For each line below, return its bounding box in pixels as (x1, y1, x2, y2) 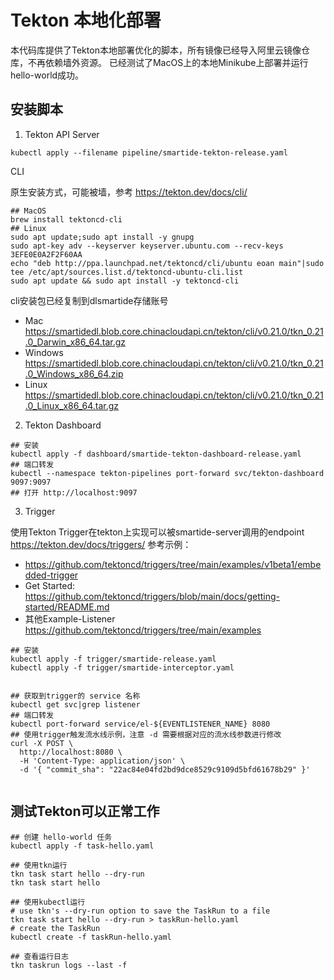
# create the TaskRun (10, 923, 101, 933)
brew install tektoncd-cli (10, 214, 123, 225)
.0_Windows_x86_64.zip (24, 367, 124, 380)
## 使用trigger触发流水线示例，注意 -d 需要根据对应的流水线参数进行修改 (10, 729, 282, 740)
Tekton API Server (24, 128, 100, 140)
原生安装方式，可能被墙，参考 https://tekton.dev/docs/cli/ (10, 186, 248, 198)
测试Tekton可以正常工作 (10, 803, 160, 820)
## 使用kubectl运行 (10, 897, 86, 907)
